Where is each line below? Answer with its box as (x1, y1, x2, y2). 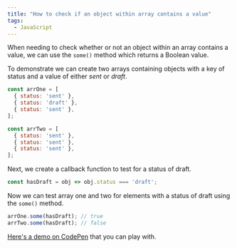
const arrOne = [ (7, 86, 59, 93)
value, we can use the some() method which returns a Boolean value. (7, 51, 209, 59)
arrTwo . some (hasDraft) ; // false (7, 219, 107, 227)
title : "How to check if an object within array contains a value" (7, 10, 212, 18)
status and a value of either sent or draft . (7, 72, 127, 81)
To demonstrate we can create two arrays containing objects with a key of (7, 65, 226, 73)
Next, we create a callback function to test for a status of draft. (7, 165, 192, 173)
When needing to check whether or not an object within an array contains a (7, 43, 229, 52)
